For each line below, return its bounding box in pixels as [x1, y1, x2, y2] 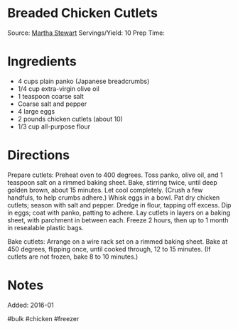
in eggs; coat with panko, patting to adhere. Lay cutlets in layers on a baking [7, 208, 231, 217]
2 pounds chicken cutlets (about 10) [17, 114, 123, 123]
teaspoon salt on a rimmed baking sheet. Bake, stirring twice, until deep [7, 178, 218, 186]
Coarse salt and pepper [17, 99, 87, 108]
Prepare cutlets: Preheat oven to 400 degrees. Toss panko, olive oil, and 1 [7, 171, 223, 179]
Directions [7, 147, 70, 163]
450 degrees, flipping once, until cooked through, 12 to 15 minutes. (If [7, 244, 211, 253]
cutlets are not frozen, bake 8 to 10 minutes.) [7, 252, 139, 261]
